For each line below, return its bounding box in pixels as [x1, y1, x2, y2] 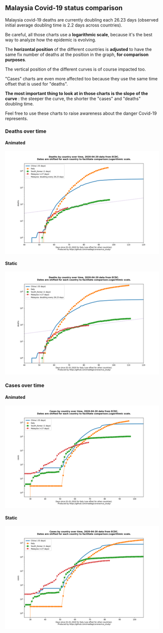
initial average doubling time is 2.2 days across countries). [5, 22, 122, 28]
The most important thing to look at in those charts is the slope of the [5, 90, 148, 96]
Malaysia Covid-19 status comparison [5, 4, 123, 12]
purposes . [5, 56, 26, 63]
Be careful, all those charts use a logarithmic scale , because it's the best [5, 31, 153, 37]
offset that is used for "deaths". [5, 81, 68, 87]
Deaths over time [5, 127, 47, 134]
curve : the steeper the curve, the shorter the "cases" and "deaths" [5, 96, 141, 101]
